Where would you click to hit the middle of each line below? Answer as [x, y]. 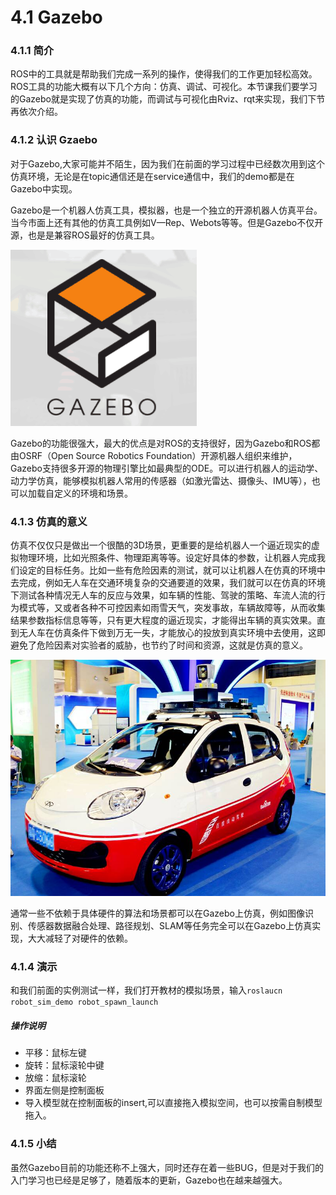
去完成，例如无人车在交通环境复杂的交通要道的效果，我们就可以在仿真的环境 [168, 583]
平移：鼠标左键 [55, 1053]
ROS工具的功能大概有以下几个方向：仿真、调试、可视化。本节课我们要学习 [164, 87]
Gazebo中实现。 [44, 188]
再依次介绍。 [36, 112]
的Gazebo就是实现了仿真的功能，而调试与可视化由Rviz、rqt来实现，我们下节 [168, 99]
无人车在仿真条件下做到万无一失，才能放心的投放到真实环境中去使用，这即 [172, 633]
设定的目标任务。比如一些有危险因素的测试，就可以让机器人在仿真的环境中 [172, 570]
